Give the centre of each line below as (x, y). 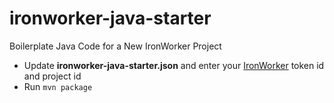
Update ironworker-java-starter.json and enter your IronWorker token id (174, 65)
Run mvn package (58, 86)
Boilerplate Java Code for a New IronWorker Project (115, 46)
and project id (52, 76)
